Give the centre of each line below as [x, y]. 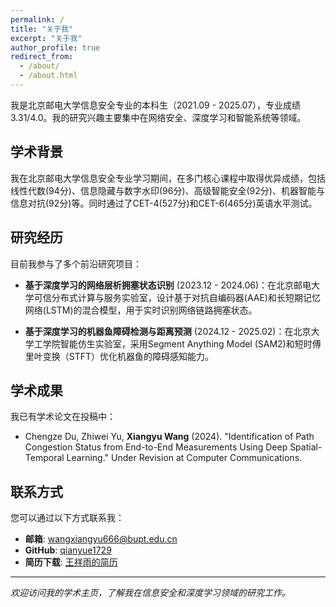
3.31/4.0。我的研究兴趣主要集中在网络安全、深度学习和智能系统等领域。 [158, 117]
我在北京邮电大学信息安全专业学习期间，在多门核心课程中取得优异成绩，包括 [168, 178]
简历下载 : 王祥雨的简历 [71, 562]
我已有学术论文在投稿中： [63, 417]
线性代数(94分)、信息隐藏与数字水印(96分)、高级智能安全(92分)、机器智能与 [167, 190]
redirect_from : [42, 57]
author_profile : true [55, 47]
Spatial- [306, 447]
